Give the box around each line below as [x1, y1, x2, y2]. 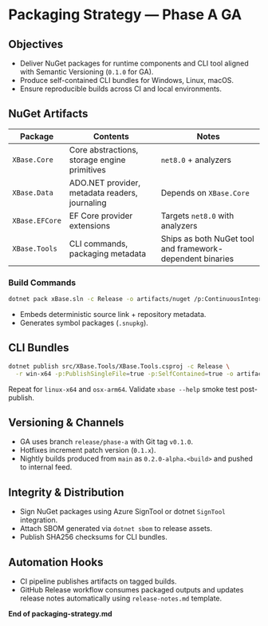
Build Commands [8, 277, 77, 288]
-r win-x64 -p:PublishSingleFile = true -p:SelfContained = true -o [15, 370, 234, 378]
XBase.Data [12, 188, 53, 197]
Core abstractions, [69, 144, 139, 155]
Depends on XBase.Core [160, 187, 250, 198]
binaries [203, 253, 234, 264]
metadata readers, [69, 187, 138, 198]
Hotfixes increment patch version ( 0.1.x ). [19, 446, 156, 455]
